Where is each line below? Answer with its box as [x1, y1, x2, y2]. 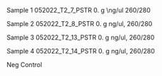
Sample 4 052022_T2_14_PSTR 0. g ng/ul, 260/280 [6, 47, 155, 55]
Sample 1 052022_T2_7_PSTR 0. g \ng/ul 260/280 [6, 6, 151, 14]
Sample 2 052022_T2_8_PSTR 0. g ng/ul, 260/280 [6, 20, 153, 27]
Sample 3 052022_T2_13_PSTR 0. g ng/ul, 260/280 [6, 33, 155, 42]
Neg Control [6, 61, 42, 69]
